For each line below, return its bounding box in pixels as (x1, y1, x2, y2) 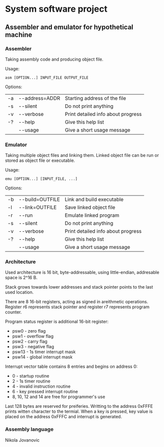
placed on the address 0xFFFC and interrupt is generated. (5, 414, 122, 420)
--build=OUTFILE (19, 196, 60, 203)
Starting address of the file (65, 94, 126, 101)
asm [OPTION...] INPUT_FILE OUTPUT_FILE (5, 75, 89, 80)
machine (5, 30, 33, 39)
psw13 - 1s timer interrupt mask (12, 349, 76, 355)
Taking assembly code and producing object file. (5, 56, 104, 62)
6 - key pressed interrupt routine (12, 389, 78, 395)
